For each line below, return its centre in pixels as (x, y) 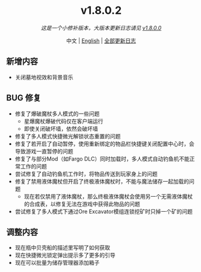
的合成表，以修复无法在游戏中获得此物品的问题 (82, 204)
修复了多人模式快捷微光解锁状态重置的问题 (68, 136)
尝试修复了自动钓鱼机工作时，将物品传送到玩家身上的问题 (86, 174)
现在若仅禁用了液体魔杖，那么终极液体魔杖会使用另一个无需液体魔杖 (108, 196)
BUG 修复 (23, 98)
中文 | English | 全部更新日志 (101, 40)
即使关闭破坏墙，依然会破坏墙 (61, 128)
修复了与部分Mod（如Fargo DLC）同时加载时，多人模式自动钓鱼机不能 (102, 159)
